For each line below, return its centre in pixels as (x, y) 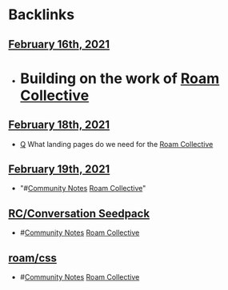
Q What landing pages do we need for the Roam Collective (116, 144)
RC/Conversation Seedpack (79, 213)
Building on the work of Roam (120, 78)
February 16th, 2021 (59, 44)
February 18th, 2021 (59, 125)
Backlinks (42, 15)
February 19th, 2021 (59, 169)
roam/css (33, 258)
